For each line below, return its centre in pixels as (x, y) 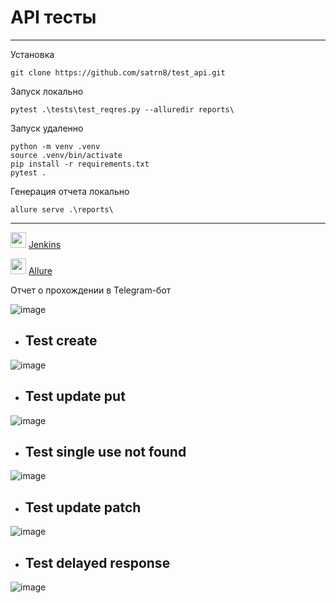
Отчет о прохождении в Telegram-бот (91, 290)
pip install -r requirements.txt (80, 164)
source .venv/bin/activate (66, 155)
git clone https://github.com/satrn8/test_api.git (118, 72)
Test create (61, 341)
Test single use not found (105, 451)
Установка (32, 54)
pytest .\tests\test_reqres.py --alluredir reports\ (122, 109)
